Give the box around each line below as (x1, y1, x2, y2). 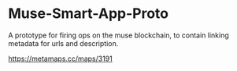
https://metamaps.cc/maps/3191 (8, 54, 113, 63)
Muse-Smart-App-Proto (8, 5, 169, 23)
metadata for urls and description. (8, 38, 119, 48)
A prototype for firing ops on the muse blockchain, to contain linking (8, 30, 230, 40)
